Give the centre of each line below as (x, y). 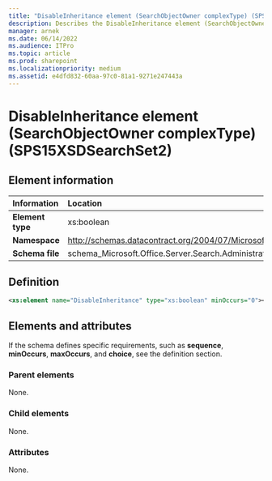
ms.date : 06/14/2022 (43, 38)
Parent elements (41, 375)
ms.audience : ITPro (41, 46)
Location (85, 203)
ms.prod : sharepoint (43, 62)
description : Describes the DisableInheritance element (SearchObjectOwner (139, 23)
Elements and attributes (70, 326)
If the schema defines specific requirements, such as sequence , (116, 346)
